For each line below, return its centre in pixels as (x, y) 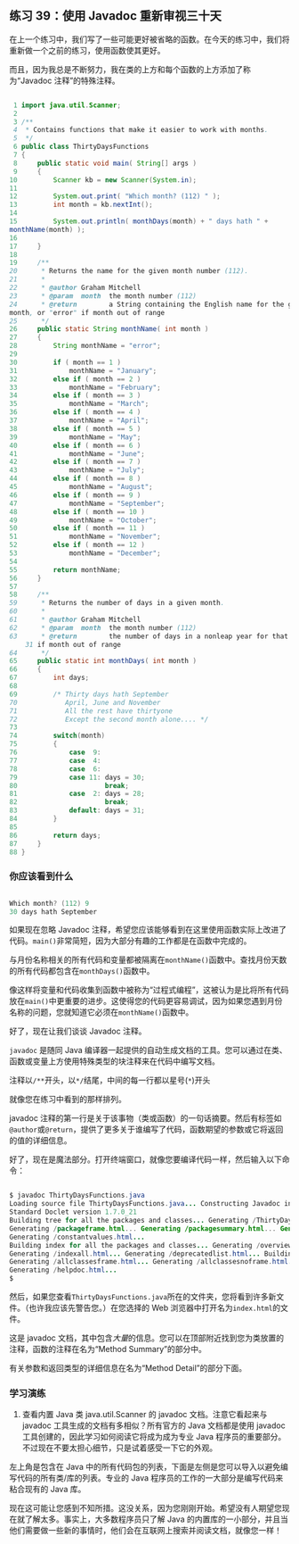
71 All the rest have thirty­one (91, 711)
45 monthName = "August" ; (81, 487)
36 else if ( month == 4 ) (75, 412)
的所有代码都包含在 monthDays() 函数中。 (82, 971)
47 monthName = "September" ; (87, 503)
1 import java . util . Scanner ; (67, 105)
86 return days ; (55, 835)
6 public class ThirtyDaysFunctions (81, 147)
